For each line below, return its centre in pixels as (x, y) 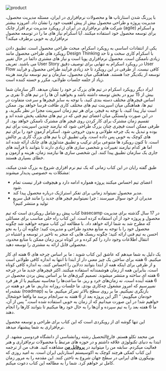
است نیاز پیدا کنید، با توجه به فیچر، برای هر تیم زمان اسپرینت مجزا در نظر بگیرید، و (81, 110)
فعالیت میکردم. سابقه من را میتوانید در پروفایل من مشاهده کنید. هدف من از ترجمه (81, 347)
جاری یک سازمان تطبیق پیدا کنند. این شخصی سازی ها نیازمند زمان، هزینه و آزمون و (82, 152)
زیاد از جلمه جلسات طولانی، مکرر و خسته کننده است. (55, 80)
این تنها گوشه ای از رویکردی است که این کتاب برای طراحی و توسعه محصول (75, 322)
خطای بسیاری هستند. (25, 158)
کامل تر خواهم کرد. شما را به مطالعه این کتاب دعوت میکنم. (60, 363)
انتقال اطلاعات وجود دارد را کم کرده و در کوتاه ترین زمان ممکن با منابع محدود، (77, 239)
